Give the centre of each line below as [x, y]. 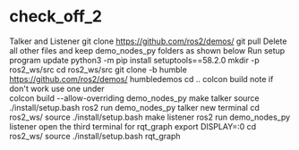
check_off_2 [56, 17]
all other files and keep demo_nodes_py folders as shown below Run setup [147, 50]
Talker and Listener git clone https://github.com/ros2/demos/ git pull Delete [148, 41]
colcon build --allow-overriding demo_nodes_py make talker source [134, 98]
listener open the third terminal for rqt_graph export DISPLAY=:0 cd [133, 126]
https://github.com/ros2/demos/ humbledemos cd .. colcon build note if [141, 79]
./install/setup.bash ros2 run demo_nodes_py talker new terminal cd [134, 107]
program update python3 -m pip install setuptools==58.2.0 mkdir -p [134, 60]
